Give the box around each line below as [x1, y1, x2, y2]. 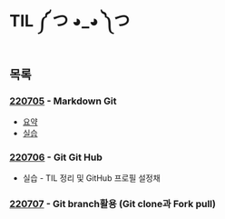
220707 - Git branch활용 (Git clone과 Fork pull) [9, 198, 216, 211]
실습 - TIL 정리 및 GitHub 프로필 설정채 [22, 173, 161, 184]
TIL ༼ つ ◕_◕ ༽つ [9, 11, 130, 32]
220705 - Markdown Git [9, 95, 117, 107]
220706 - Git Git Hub [9, 151, 103, 164]
